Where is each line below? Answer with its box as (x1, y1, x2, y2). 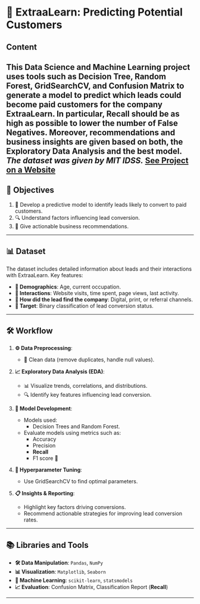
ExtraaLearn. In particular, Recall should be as (6, 109, 180, 119)
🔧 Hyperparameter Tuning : (14, 466, 82, 474)
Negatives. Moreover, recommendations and (6, 127, 176, 137)
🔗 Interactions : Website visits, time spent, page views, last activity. (14, 289, 180, 296)
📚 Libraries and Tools (6, 540, 89, 550)
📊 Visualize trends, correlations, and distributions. (23, 382, 148, 390)
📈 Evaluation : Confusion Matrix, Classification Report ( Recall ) (14, 584, 168, 591)
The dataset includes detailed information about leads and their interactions (6, 265, 192, 272)
